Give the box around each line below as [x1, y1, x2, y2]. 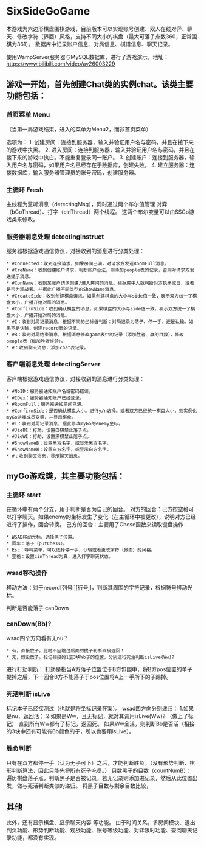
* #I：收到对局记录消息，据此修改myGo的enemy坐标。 [6, 420, 123, 427]
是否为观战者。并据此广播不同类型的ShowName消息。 [6, 287, 119, 293]
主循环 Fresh [6, 186, 44, 194]
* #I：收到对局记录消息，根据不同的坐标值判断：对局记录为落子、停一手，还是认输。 [6, 319, 189, 325]
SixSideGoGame [6, 4, 90, 18]
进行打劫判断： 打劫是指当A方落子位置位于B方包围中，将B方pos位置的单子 [6, 665, 193, 673]
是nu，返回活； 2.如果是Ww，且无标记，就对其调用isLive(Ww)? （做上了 [6, 713, 188, 720]
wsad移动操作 [6, 569, 48, 577]
